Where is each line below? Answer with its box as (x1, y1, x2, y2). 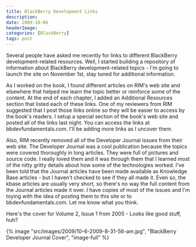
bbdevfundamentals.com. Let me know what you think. (6, 199, 139, 205)
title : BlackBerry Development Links (6, 8, 98, 15)
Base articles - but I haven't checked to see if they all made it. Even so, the (6, 174, 186, 181)
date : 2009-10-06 (6, 19, 49, 25)
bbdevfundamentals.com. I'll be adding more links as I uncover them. (6, 125, 173, 132)
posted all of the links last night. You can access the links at (6, 119, 150, 126)
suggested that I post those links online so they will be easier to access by (6, 107, 185, 114)
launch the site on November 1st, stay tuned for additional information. (6, 71, 176, 77)
